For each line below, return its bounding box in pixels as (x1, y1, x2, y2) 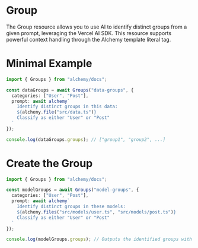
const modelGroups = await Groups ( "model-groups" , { (6, 187, 139, 193)
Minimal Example (6, 57, 92, 70)
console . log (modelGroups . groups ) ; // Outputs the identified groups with (6, 236, 193, 243)
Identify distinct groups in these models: (17, 203, 126, 210)
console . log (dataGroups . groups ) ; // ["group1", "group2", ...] (6, 136, 166, 143)
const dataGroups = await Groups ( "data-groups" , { (6, 87, 134, 93)
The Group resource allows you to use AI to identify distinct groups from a (6, 23, 187, 30)
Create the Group (6, 156, 93, 170)
